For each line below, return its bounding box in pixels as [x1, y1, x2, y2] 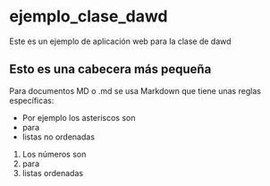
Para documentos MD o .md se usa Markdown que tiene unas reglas [9, 85, 262, 96]
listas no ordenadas [21, 131, 96, 142]
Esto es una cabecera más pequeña [9, 62, 212, 77]
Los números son [21, 148, 87, 159]
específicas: [9, 95, 55, 106]
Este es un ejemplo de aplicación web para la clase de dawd [9, 36, 232, 46]
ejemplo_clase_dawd [9, 6, 168, 27]
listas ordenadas [21, 167, 83, 178]
